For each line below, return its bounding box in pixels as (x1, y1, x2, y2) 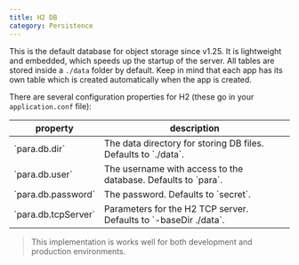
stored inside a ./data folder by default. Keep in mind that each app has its (9, 64, 283, 76)
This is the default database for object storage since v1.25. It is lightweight (9, 45, 282, 56)
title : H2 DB (9, 12, 58, 22)
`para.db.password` (13, 188, 96, 200)
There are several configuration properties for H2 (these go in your (9, 91, 255, 102)
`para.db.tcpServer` (13, 208, 96, 221)
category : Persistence (9, 21, 93, 30)
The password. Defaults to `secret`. (103, 188, 251, 200)
